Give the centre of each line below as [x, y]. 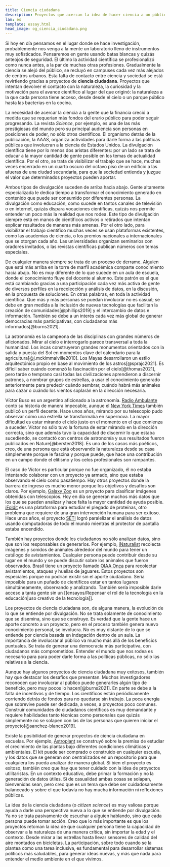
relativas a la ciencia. [27, 662]
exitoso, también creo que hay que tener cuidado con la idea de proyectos [83, 768]
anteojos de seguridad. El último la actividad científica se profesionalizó [80, 59]
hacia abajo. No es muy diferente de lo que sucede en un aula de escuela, [82, 273]
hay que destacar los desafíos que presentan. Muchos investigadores [78, 677]
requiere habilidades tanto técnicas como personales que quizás [73, 715]
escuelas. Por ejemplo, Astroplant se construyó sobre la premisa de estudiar [85, 741]
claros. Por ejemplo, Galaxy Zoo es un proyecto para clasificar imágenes [81, 491]
